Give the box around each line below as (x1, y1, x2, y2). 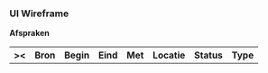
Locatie (152, 49, 186, 61)
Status (193, 49, 224, 61)
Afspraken (9, 28, 50, 39)
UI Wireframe (9, 7, 69, 20)
